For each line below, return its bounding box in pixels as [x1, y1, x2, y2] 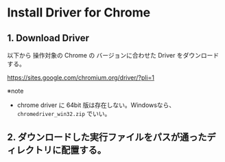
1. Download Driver [7, 32, 90, 44]
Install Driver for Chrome [7, 5, 151, 21]
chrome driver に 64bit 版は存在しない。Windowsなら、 [16, 101, 176, 109]
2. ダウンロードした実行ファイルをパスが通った [7, 132, 207, 143]
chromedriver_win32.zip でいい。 [16, 110, 111, 117]
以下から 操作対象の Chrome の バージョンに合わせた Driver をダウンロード [7, 51, 220, 59]
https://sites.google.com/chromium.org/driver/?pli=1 [7, 73, 155, 82]
